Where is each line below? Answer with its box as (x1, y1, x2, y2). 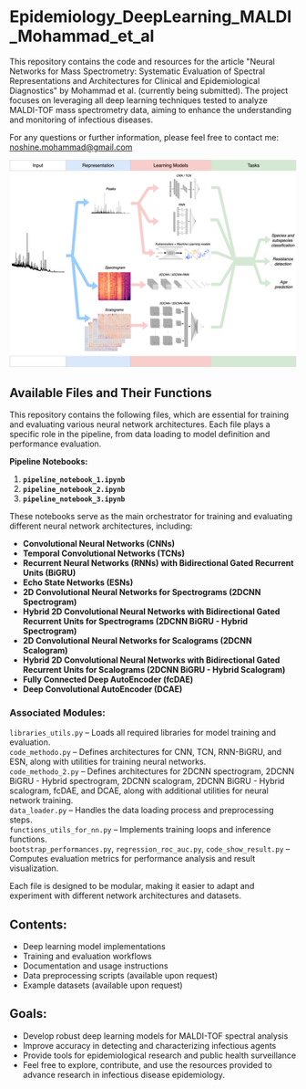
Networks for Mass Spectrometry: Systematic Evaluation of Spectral (9, 66, 266, 77)
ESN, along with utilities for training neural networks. (9, 756, 207, 768)
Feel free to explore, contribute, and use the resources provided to (22, 1059, 273, 1070)
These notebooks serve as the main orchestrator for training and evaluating (9, 510, 293, 521)
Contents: (9, 916, 67, 932)
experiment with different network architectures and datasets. (9, 890, 241, 901)
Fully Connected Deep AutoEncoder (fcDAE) (22, 674, 194, 685)
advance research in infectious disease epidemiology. (22, 1069, 226, 1080)
